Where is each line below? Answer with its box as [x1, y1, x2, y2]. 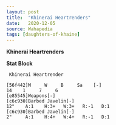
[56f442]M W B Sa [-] [6, 83, 102, 89]
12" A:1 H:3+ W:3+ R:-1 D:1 [6, 104, 111, 110]
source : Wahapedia [6, 25, 53, 32]
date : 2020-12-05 [6, 20, 56, 26]
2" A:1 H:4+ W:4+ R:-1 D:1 [6, 114, 111, 120]
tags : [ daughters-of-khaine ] [6, 32, 80, 38]
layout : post [6, 8, 39, 15]
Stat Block [6, 60, 33, 67]
